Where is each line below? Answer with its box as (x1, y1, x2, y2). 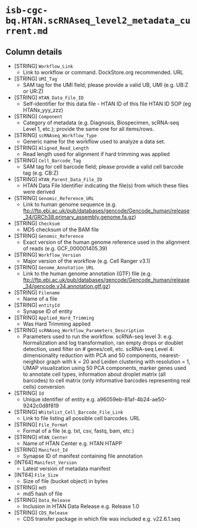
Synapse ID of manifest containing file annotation (22, 452, 143, 459)
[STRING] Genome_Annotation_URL (14, 264, 95, 271)
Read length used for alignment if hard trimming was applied (22, 150, 170, 157)
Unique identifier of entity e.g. (22, 396, 96, 403)
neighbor (22, 358, 45, 365)
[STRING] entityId (14, 301, 60, 308)
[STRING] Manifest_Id (14, 446, 68, 453)
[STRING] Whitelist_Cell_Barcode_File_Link (14, 408, 123, 416)
